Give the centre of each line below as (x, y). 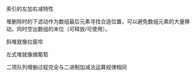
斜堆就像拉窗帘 (25, 42)
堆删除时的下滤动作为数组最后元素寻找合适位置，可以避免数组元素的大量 (95, 22)
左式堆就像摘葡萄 (27, 54)
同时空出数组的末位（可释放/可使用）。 (64, 29)
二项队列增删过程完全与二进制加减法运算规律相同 (67, 67)
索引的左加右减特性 (30, 9)
